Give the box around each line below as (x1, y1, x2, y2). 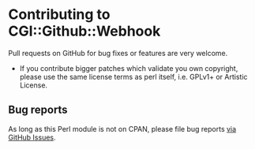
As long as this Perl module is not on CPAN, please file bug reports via (8, 124, 237, 133)
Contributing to (8, 6, 111, 24)
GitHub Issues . (8, 132, 57, 142)
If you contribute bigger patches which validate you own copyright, (19, 63, 238, 73)
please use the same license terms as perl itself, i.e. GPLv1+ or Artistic (19, 72, 248, 81)
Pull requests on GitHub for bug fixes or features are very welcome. (8, 48, 228, 58)
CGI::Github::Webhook (8, 22, 161, 40)
